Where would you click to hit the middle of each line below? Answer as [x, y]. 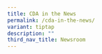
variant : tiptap [31, 27]
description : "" [31, 33]
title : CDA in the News [42, 14]
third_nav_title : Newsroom [46, 40]
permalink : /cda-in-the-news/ [51, 20]
